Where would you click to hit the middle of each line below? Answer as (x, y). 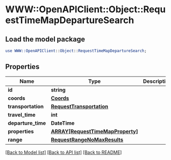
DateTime (63, 123)
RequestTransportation (79, 106)
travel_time (22, 115)
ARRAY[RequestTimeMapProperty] (94, 131)
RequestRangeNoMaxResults (87, 140)
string (58, 89)
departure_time (27, 123)
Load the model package (45, 39)
